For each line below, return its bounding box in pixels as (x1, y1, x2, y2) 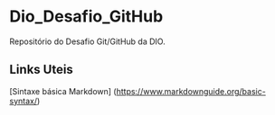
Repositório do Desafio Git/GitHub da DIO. (9, 36, 166, 47)
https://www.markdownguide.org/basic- (116, 85, 267, 96)
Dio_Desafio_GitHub (9, 6, 164, 27)
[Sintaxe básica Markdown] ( (9, 85, 117, 96)
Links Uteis (9, 62, 74, 77)
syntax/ (9, 95, 38, 106)
